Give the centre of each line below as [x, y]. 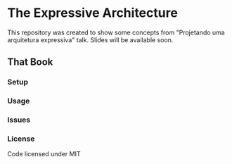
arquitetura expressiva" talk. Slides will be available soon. [90, 39]
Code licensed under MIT [44, 154]
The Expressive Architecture [92, 13]
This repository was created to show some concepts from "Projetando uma [116, 32]
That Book [30, 62]
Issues [19, 120]
